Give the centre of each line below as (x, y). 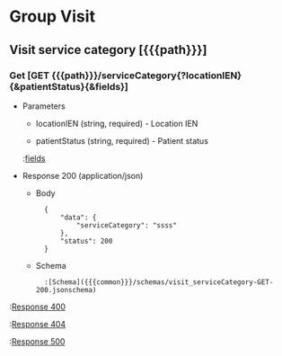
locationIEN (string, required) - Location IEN (117, 123)
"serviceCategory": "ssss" (127, 225)
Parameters (44, 106)
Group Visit (53, 17)
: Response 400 (37, 307)
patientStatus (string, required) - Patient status (122, 140)
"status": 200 (86, 241)
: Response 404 (38, 324)
